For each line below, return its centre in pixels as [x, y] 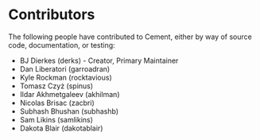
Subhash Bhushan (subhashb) [69, 111]
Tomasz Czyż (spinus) [56, 86]
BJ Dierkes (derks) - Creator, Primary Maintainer [99, 60]
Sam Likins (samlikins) [56, 119]
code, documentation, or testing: [62, 45]
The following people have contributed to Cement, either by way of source [130, 37]
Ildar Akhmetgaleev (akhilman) [70, 94]
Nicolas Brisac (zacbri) [57, 103]
